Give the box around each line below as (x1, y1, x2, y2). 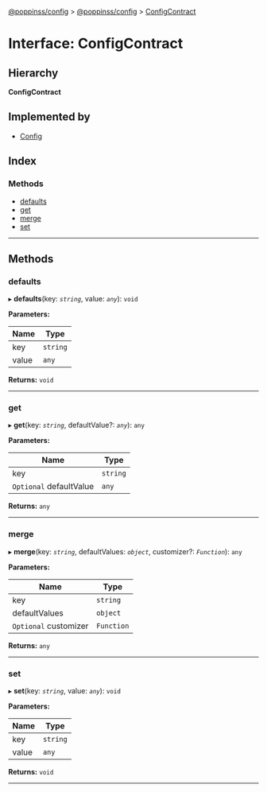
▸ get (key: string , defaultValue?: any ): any (8, 421, 145, 430)
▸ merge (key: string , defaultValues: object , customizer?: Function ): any (8, 546, 242, 556)
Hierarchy (8, 66, 59, 80)
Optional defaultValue (12, 481, 95, 492)
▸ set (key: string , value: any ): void (8, 686, 122, 696)
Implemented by (8, 111, 91, 124)
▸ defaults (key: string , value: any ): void (8, 294, 138, 304)
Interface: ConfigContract (8, 35, 184, 52)
